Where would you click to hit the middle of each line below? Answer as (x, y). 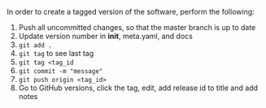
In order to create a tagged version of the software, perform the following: (131, 12)
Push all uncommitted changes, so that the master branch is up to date (137, 27)
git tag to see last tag (56, 53)
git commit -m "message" (61, 71)
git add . (35, 45)
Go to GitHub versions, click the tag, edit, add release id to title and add (138, 88)
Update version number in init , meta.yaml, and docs (106, 36)
